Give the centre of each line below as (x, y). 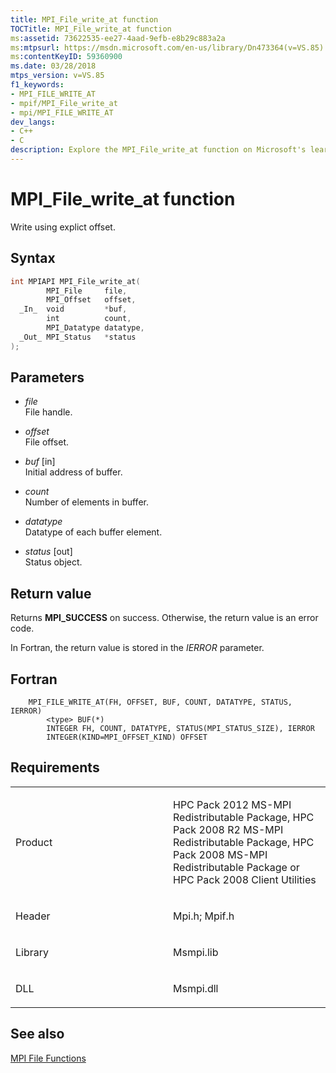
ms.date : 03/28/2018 (53, 66)
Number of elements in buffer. (86, 502)
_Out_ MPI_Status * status (78, 337)
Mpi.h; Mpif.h (204, 916)
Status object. (53, 562)
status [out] (48, 552)
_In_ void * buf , (73, 309)
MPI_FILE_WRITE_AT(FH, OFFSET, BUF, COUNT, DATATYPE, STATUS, (160, 702)
